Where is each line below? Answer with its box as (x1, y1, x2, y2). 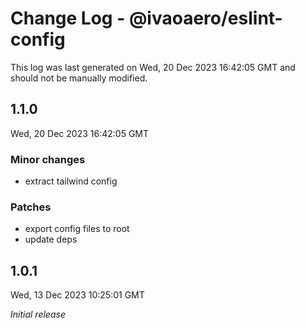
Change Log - (10, 7, 126, 30)
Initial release (10, 308, 66, 321)
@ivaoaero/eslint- (128, 7, 283, 30)
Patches (10, 200, 52, 214)
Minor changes (10, 152, 86, 166)
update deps (24, 233, 78, 246)
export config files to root (24, 223, 130, 235)
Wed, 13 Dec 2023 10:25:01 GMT (10, 289, 145, 301)
